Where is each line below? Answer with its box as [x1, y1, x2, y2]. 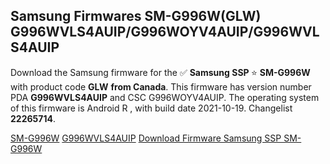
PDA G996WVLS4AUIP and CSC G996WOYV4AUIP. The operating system [10, 91, 320, 103]
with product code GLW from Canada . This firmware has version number [10, 80, 312, 93]
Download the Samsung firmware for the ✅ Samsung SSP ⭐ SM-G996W [10, 66, 311, 78]
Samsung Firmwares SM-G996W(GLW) [10, 8, 262, 25]
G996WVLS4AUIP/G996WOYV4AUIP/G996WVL [10, 24, 320, 41]
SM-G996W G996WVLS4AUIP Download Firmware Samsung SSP [10, 132, 282, 144]
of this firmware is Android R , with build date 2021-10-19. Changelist [10, 102, 293, 114]
